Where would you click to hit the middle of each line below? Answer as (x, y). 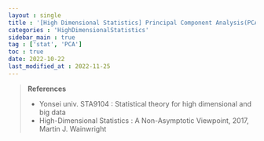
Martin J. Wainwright (73, 128)
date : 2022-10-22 (37, 60)
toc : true (26, 52)
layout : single (35, 15)
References (47, 89)
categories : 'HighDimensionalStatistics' (79, 30)
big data (53, 112)
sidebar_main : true (42, 37)
